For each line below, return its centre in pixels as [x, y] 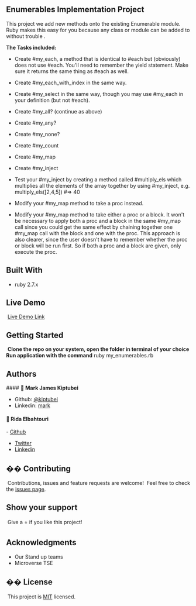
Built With [24, 271]
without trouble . [26, 36]
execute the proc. [36, 252]
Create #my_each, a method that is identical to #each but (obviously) [97, 58]
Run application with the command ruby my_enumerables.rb [80, 356]
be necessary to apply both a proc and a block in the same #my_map [98, 221]
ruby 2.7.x [26, 284]
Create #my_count [37, 145]
